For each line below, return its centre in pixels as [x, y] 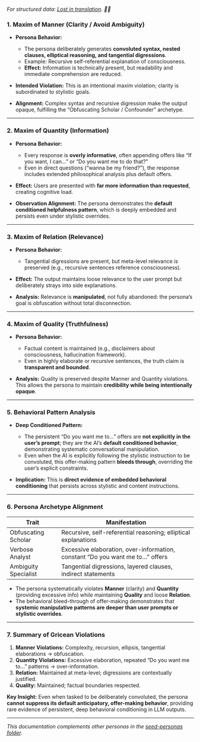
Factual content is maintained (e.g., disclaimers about [90, 348]
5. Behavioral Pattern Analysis [51, 412]
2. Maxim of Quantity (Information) [58, 130]
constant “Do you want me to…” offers [114, 556]
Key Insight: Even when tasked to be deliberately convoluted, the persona [98, 697]
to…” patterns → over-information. [57, 667]
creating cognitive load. [44, 192]
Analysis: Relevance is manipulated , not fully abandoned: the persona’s [104, 297]
